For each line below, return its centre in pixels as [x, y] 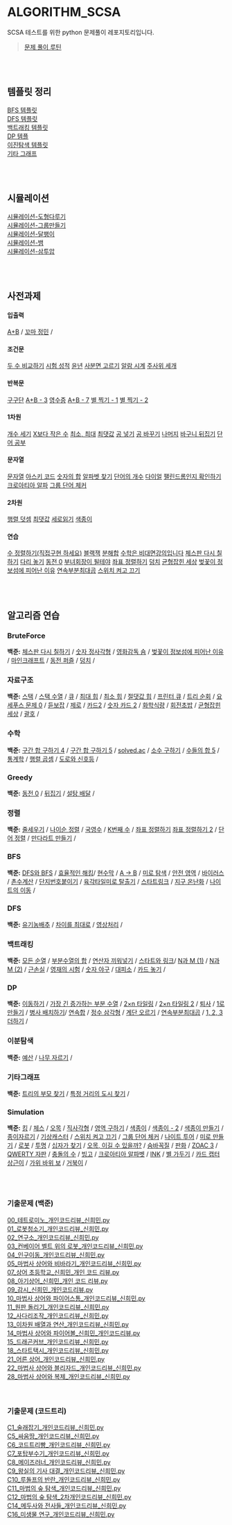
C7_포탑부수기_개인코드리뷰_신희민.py [58, 1453]
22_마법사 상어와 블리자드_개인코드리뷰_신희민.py [74, 1368]
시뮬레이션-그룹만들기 [37, 225]
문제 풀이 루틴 [43, 47]
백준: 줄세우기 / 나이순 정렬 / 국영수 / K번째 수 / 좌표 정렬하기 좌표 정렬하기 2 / [112, 830]
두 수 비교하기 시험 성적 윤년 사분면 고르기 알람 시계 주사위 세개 [92, 366]
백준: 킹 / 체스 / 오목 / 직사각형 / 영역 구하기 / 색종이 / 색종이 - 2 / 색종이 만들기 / [115, 1128]
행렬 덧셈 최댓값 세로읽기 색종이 [50, 519]
